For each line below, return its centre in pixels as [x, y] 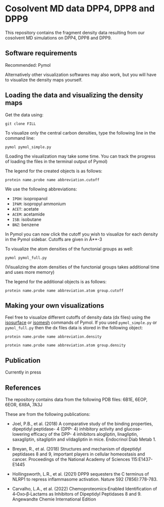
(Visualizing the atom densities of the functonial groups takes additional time [82, 267]
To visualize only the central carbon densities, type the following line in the [80, 133]
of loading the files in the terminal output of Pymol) [56, 161]
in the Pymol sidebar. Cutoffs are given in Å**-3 [54, 239]
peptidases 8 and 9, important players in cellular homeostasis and [79, 454]
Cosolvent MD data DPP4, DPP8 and [80, 9]
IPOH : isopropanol [30, 198]
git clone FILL [21, 124]
